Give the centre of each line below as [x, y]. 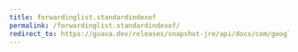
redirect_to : [33, 33]
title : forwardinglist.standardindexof [83, 17]
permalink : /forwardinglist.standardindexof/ [94, 26]
